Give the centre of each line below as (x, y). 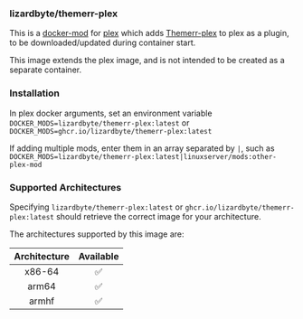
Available (99, 256)
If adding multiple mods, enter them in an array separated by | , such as (142, 148)
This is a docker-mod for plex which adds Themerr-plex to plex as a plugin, (149, 33)
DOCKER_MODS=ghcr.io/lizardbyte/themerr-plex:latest (111, 131)
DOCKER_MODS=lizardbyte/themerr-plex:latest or (99, 122)
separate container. (46, 70)
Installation (35, 93)
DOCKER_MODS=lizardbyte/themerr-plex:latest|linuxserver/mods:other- (143, 156)
